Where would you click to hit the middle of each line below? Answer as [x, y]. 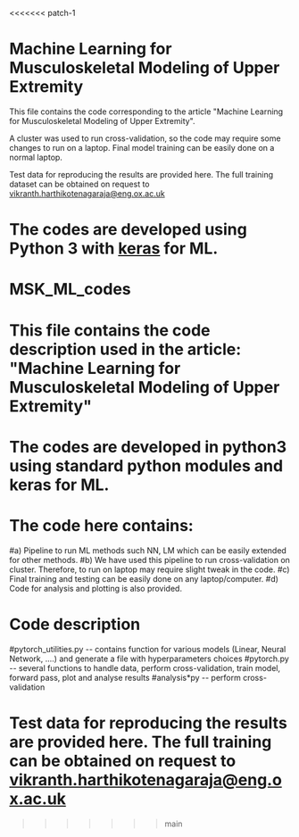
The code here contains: [101, 525]
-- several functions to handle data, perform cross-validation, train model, [145, 667]
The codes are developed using [128, 230]
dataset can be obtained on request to [79, 184]
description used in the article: [125, 349]
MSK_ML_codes [70, 290]
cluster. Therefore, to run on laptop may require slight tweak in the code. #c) [149, 569]
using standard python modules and [146, 465]
